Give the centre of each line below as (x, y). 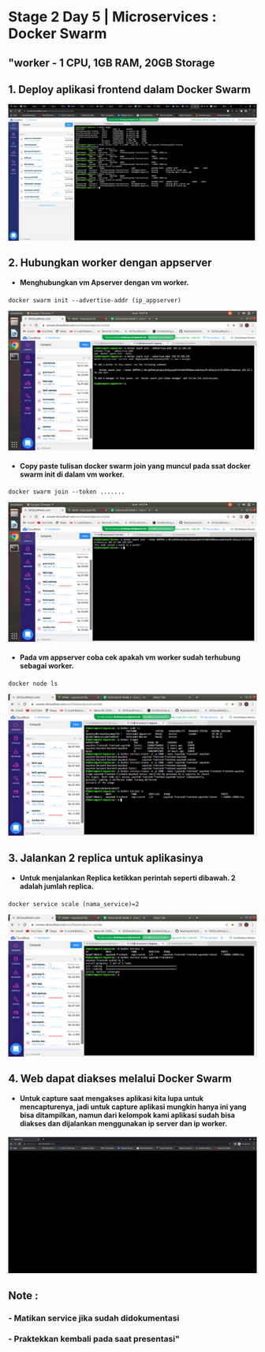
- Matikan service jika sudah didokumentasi (94, 1318)
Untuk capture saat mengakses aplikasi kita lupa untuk (111, 1099)
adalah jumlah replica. (57, 886)
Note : (23, 1296)
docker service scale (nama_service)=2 (74, 904)
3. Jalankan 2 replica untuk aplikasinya (106, 858)
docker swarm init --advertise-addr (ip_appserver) (95, 301)
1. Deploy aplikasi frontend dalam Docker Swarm (129, 90)
